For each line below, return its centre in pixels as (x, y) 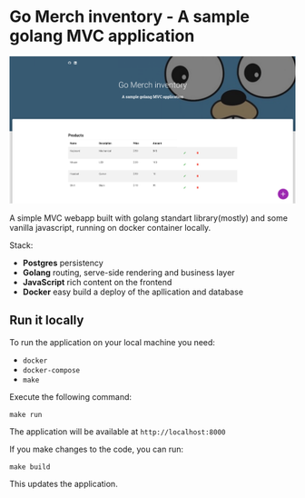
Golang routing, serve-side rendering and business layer (128, 273)
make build (30, 467)
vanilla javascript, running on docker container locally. (110, 228)
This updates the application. (64, 483)
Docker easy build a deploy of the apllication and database (133, 292)
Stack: (21, 245)
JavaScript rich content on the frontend (97, 283)
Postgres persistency (63, 263)
